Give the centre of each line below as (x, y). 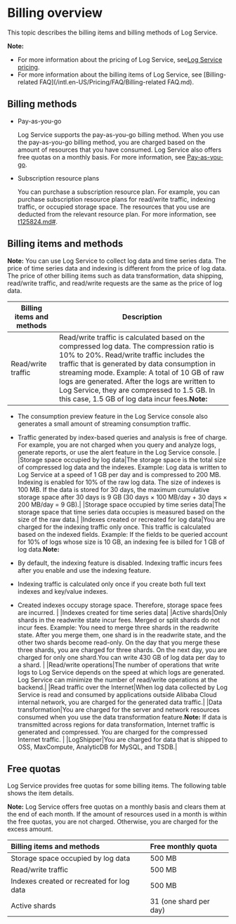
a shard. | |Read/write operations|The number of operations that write (118, 665)
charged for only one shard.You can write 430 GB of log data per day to (121, 657)
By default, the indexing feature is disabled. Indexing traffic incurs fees (120, 563)
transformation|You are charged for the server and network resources (118, 709)
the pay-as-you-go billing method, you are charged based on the (111, 142)
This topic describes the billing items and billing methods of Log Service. (112, 32)
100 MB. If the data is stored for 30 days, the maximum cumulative (113, 489)
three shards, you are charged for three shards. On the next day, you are (122, 650)
